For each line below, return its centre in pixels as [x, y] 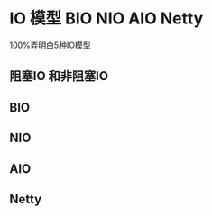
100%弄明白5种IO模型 [50, 45]
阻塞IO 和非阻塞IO [59, 76]
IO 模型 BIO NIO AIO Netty [106, 18]
